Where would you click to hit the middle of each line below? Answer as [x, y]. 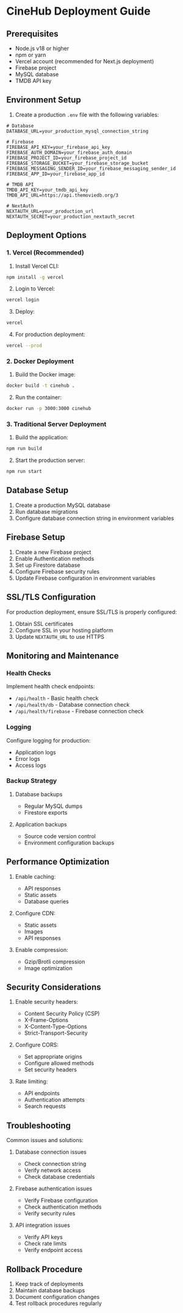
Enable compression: [41, 949]
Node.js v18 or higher [42, 48]
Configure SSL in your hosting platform [64, 630]
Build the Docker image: [45, 375]
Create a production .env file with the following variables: [87, 115]
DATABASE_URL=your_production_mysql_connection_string [77, 131]
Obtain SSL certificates [44, 624]
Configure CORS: [37, 1045]
